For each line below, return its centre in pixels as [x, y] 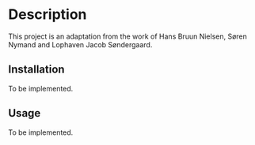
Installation [36, 70]
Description [48, 15]
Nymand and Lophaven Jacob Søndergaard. [80, 44]
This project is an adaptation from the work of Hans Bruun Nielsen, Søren [128, 36]
